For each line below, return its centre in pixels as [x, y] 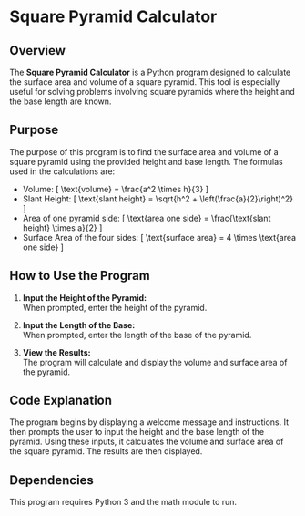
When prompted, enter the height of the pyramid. [115, 307]
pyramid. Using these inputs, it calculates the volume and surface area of [147, 442]
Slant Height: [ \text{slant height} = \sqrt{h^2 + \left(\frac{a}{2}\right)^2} [158, 199]
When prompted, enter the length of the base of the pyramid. [137, 335]
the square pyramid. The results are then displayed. [106, 451]
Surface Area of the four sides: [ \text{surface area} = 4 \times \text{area [159, 237]
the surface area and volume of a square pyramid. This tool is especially [145, 82]
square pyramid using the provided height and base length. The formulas [147, 161]
